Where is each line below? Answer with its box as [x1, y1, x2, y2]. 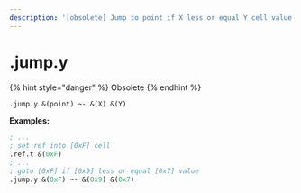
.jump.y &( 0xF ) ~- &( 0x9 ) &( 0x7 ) [9, 175, 135, 184]
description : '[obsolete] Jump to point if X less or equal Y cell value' [9, 13, 296, 23]
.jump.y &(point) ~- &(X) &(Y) [9, 99, 127, 108]
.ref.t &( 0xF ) [9, 150, 63, 159]
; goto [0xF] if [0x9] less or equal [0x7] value [9, 166, 200, 176]
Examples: [9, 115, 50, 126]
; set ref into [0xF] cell [9, 142, 111, 151]
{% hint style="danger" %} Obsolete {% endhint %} [9, 82, 202, 93]
